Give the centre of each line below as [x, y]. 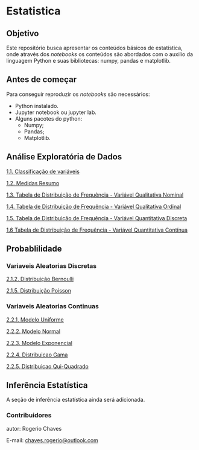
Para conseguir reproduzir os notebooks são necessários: [78, 94]
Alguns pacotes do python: [49, 118]
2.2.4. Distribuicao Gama [37, 355]
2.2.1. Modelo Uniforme [35, 319]
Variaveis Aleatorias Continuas [53, 306]
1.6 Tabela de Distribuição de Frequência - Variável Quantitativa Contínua [97, 230]
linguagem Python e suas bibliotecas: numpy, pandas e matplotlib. [88, 61]
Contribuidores [29, 416]
